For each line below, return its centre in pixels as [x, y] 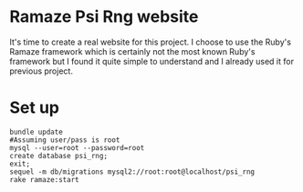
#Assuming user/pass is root [65, 140]
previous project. [41, 71]
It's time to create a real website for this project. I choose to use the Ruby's [151, 42]
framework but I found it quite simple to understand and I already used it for [152, 61]
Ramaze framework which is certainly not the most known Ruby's [132, 51]
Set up [34, 108]
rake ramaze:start [44, 179]
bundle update [37, 132]
